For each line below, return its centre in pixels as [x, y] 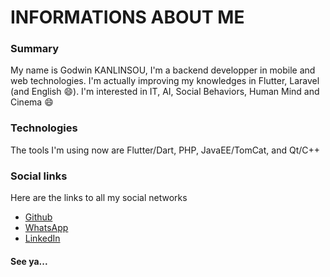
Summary [35, 49]
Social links [39, 176]
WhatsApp [46, 228]
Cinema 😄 [32, 102]
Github [38, 217]
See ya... [29, 261]
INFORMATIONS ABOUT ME [127, 17]
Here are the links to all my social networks [99, 198]
